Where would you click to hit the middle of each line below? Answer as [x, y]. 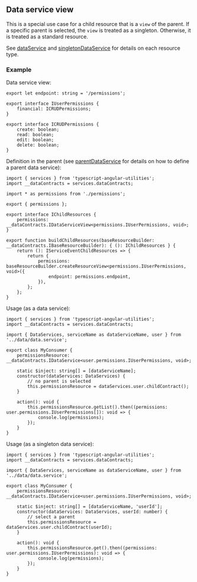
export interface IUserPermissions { [53, 104]
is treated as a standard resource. [47, 36]
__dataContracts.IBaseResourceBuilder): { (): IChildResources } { [91, 246]
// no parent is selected [59, 381]
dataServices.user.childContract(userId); [59, 528]
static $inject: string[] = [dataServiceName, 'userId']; [90, 507]
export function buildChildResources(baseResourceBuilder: [80, 241]
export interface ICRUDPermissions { [53, 125]
